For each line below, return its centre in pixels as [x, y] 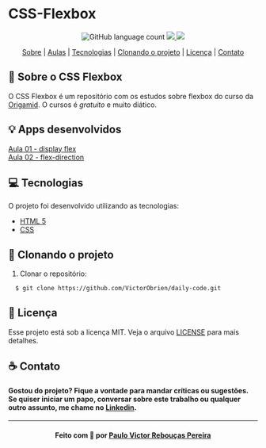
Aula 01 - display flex [42, 148]
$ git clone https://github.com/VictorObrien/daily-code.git [118, 289]
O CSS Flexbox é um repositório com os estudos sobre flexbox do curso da [131, 96]
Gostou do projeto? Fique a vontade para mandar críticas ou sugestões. [129, 390]
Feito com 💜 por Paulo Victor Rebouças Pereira [133, 435]
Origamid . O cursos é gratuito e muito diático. [82, 105]
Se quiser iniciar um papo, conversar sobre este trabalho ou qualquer [125, 399]
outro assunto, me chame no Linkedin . [72, 407]
